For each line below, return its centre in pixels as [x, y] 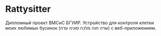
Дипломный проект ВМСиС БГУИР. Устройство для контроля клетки [80, 23]
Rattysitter [28, 9]
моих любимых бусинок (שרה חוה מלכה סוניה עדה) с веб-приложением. [81, 28]
